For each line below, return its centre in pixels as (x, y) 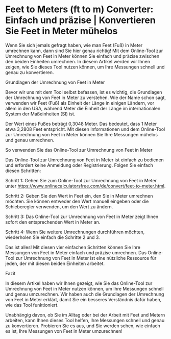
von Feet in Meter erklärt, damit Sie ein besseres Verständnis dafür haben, (83, 299)
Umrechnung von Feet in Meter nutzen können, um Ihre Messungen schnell (84, 288)
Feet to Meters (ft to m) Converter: (79, 9)
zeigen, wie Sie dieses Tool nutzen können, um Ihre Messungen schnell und (85, 67)
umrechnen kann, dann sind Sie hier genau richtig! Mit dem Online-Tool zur (84, 51)
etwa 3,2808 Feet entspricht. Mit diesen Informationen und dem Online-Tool (85, 129)
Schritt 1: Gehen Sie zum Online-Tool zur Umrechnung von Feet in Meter (81, 180)
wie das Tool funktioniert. (32, 305)
